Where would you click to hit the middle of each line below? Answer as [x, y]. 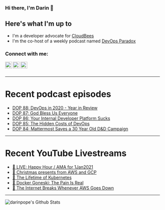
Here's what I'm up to [39, 24]
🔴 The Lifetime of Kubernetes [42, 177]
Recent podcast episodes [58, 94]
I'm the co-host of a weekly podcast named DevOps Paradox [74, 41]
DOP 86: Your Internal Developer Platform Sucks [61, 118]
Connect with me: [27, 54]
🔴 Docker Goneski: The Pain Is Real [48, 182]
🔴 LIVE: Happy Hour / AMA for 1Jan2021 [53, 167]
